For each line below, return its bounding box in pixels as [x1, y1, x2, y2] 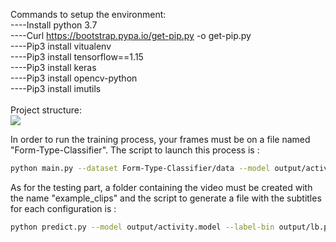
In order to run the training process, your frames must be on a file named [10, 134, 311, 145]
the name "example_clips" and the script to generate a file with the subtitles [10, 192, 322, 204]
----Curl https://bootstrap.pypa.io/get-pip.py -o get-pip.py [10, 30, 252, 41]
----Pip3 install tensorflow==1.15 [10, 51, 144, 63]
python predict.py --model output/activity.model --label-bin [10, 222, 275, 232]
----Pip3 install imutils [10, 83, 102, 94]
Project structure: [10, 104, 83, 116]
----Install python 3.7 [10, 19, 98, 31]
